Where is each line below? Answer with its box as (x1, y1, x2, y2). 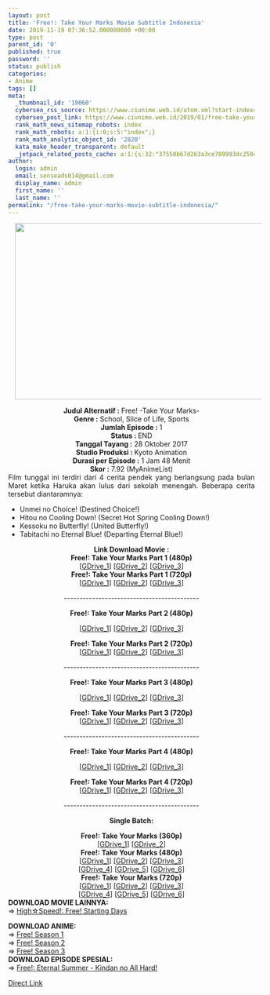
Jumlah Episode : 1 (100, 423, 163, 432)
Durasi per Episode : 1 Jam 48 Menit (72, 456, 191, 465)
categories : (8, 70, 47, 78)
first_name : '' (15, 186, 65, 195)
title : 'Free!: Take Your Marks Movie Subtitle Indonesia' (8, 19, 205, 27)
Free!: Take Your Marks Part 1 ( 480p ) (70, 553, 193, 563)
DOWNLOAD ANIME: (8, 921, 77, 931)
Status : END (110, 431, 153, 440)
